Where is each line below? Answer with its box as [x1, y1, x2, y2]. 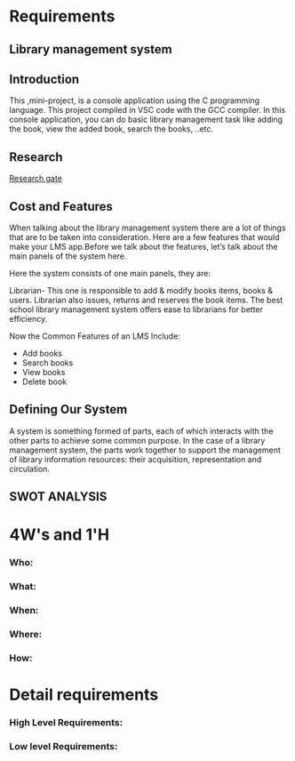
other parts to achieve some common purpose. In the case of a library [9, 435, 266, 445]
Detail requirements [9, 685, 159, 705]
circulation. [9, 463, 51, 474]
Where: [9, 629, 43, 641]
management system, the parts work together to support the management [9, 445, 282, 455]
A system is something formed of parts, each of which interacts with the [9, 425, 274, 437]
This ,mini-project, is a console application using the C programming [9, 95, 260, 106]
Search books [21, 357, 74, 368]
